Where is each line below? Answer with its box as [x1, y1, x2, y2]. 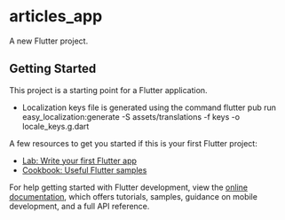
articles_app [9, 6, 103, 27]
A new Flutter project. [9, 35, 89, 46]
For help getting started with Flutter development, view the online [9, 182, 249, 192]
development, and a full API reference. [9, 200, 150, 211]
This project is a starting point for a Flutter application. [9, 84, 208, 95]
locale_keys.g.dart [21, 121, 90, 131]
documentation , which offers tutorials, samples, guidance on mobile [9, 191, 257, 201]
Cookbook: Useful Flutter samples [21, 164, 147, 175]
